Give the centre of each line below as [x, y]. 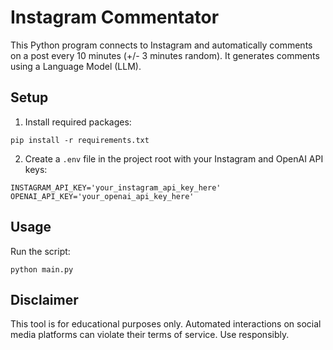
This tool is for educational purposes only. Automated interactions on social [166, 324]
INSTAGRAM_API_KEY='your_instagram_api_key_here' [116, 187]
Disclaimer [44, 299]
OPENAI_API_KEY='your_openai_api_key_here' [102, 196]
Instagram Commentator [115, 17]
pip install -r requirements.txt [80, 140]
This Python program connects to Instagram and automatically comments [161, 45]
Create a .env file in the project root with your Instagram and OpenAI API [174, 158]
